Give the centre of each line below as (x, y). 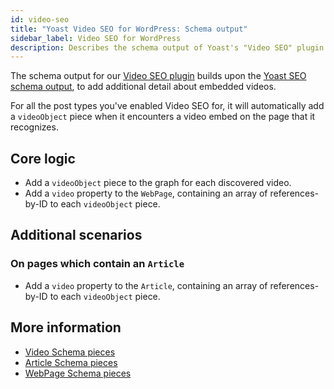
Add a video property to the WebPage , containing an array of (146, 193)
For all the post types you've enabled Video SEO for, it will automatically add (167, 106)
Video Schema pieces (70, 352)
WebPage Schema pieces (78, 373)
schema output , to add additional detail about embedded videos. (143, 87)
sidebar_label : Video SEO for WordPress (96, 38)
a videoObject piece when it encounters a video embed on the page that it (163, 117)
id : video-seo (40, 19)
